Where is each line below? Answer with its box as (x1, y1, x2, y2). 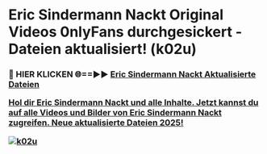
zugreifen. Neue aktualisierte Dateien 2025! (8, 117, 184, 128)
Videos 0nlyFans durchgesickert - (8, 23, 243, 41)
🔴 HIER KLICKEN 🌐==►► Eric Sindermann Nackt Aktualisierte (8, 69, 257, 80)
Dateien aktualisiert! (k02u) (8, 40, 198, 58)
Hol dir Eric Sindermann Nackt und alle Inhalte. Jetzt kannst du (8, 97, 259, 108)
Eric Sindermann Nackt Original (8, 6, 224, 24)
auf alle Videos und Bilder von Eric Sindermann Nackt (8, 107, 222, 119)
